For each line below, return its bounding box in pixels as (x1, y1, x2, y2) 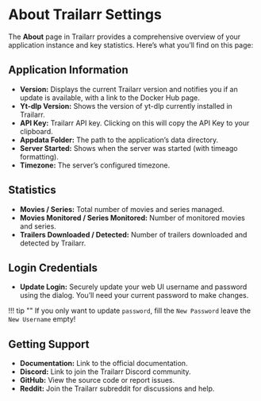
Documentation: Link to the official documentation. (19, 359, 188, 368)
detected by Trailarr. (19, 238, 86, 248)
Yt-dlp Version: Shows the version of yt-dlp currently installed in (19, 101, 232, 110)
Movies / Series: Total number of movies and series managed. (19, 204, 225, 214)
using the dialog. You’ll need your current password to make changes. (19, 291, 249, 300)
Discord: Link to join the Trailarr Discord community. (19, 367, 192, 376)
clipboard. (19, 126, 53, 136)
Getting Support (8, 337, 90, 351)
